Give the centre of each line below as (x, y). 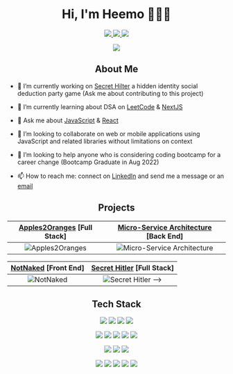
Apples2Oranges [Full (55, 227)
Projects (116, 208)
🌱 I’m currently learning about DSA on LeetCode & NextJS (100, 106)
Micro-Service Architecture (165, 227)
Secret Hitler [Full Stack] (133, 268)
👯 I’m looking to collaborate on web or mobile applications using (109, 133)
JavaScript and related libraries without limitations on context (105, 141)
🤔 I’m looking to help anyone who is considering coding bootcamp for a (119, 154)
